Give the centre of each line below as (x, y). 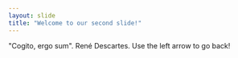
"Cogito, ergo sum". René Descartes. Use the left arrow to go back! (119, 45)
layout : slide (32, 15)
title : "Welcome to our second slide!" (75, 23)
